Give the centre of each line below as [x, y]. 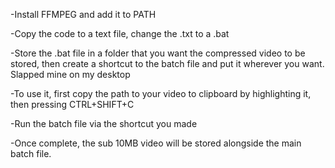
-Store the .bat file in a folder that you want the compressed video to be [158, 53]
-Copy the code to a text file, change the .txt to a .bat [120, 33]
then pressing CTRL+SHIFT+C [72, 104]
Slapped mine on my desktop [70, 74]
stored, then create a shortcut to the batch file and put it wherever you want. [167, 63]
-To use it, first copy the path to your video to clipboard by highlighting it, [161, 93]
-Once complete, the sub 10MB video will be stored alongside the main [156, 143]
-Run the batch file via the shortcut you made [104, 123]
